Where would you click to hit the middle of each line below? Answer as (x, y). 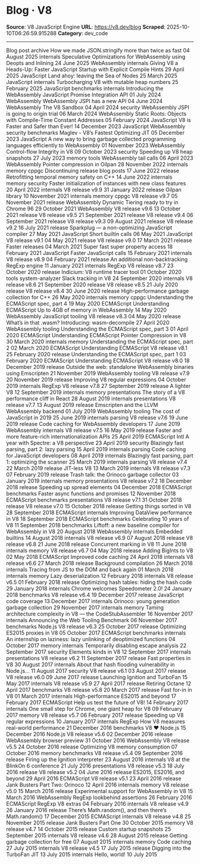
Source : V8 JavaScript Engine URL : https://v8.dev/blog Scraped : (86, 27)
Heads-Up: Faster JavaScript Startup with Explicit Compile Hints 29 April (95, 69)
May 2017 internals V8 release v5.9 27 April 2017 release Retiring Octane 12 (99, 683)
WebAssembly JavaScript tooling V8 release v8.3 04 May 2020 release (93, 316)
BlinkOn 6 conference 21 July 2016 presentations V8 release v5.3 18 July (95, 766)
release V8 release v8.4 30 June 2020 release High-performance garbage (98, 291)
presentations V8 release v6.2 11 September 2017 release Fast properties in (99, 658)
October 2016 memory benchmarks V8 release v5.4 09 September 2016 (95, 753)
